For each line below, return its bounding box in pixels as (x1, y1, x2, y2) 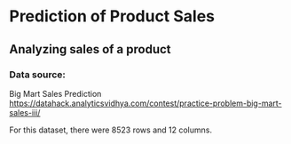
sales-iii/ (9, 107, 41, 117)
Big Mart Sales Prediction (9, 88, 102, 99)
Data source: (9, 68, 67, 81)
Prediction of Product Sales (9, 6, 216, 27)
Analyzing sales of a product (9, 42, 171, 57)
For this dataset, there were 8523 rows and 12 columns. (9, 124, 213, 135)
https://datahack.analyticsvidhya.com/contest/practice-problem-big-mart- (9, 98, 282, 108)
